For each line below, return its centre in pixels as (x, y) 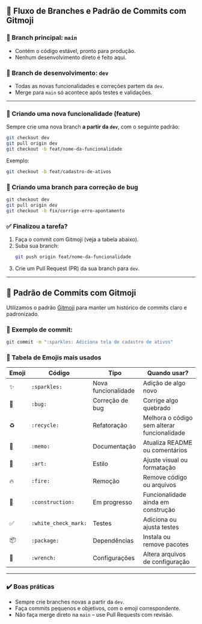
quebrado (157, 408)
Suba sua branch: (37, 246)
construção (159, 510)
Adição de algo (164, 383)
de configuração (167, 562)
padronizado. (23, 314)
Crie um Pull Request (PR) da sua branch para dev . (77, 268)
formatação (160, 468)
